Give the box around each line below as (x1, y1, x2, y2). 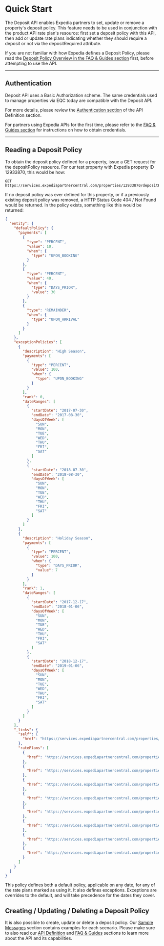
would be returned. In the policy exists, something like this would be (5, 202, 142, 208)
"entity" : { (9, 221, 34, 226)
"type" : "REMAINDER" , (26, 308, 71, 313)
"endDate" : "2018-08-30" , (31, 472, 84, 477)
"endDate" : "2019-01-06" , (31, 664, 84, 668)
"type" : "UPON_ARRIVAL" (31, 317, 80, 322)
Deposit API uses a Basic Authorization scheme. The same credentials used (5, 92, 158, 98)
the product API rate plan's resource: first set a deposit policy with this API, (5, 30, 156, 36)
